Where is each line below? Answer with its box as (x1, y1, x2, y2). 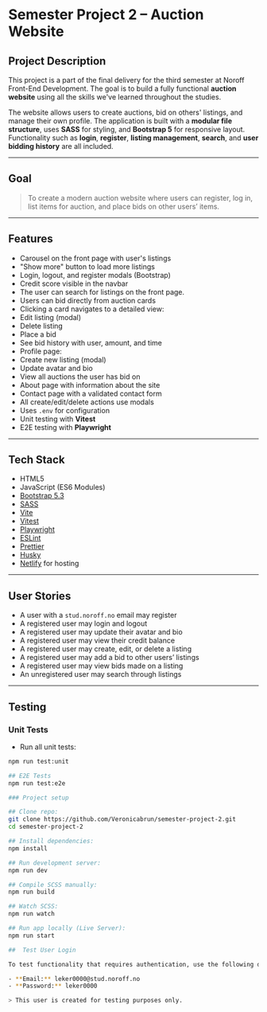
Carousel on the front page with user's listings (19, 253, 172, 263)
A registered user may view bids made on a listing (19, 661, 184, 670)
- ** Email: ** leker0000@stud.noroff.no (8, 975, 141, 983)
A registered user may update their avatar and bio (19, 627, 183, 637)
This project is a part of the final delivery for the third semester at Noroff (8, 76, 245, 84)
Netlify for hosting (19, 559, 79, 569)
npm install (8, 844, 48, 853)
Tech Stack (8, 453, 65, 467)
